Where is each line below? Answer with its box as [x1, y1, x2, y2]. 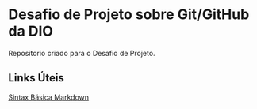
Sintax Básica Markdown [8, 92, 90, 102]
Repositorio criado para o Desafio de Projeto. [8, 48, 156, 58]
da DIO [8, 22, 54, 40]
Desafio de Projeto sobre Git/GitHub [8, 6, 250, 24]
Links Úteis [8, 71, 65, 85]
